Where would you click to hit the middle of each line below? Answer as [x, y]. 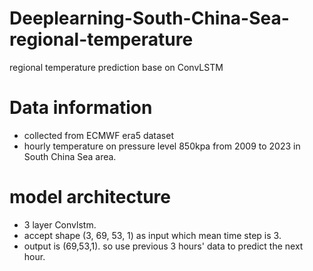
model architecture [90, 197]
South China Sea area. [70, 156]
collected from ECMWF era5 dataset [98, 135]
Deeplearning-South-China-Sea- [149, 18]
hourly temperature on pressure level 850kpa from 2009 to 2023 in [162, 146]
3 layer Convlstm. [60, 224]
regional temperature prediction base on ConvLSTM [116, 67]
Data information [81, 108]
